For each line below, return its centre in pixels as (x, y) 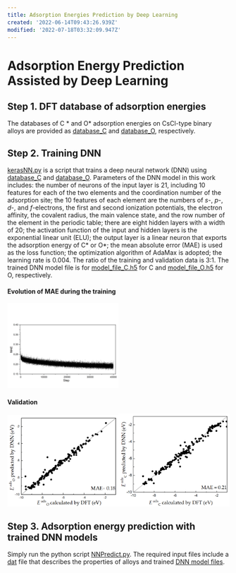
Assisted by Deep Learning (88, 80)
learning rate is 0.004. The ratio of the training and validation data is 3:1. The (118, 260)
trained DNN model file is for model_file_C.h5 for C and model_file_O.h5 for (116, 267)
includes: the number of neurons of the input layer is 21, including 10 (106, 185)
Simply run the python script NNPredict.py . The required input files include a (118, 555)
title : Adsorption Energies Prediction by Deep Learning (93, 15)
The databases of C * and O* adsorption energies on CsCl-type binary (110, 123)
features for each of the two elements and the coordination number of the (114, 193)
